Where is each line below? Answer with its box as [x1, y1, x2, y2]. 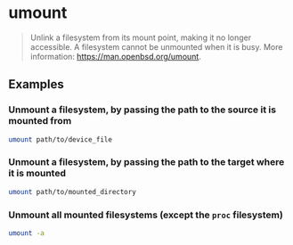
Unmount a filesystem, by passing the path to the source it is [8, 103, 277, 116]
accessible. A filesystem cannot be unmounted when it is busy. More [29, 41, 283, 52]
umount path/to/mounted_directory [8, 187, 137, 196]
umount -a [8, 228, 45, 238]
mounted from [8, 115, 72, 127]
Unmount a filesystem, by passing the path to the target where [8, 156, 285, 168]
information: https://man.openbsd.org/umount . [29, 51, 201, 61]
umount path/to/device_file [8, 135, 113, 144]
